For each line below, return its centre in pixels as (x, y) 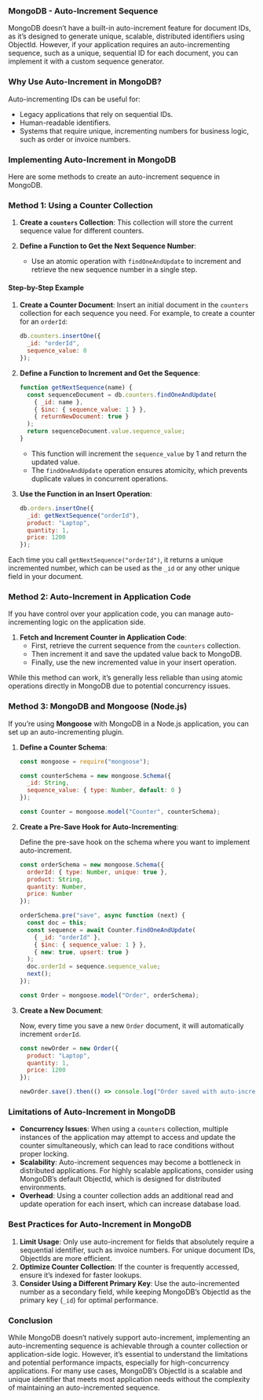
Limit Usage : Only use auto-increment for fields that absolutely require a (137, 1241)
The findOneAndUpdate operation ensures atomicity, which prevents (139, 470)
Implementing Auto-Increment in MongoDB (92, 159)
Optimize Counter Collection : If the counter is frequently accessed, (129, 1266)
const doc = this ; (57, 923)
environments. (43, 1187)
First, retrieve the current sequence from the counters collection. (136, 646)
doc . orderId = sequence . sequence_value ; (94, 967)
